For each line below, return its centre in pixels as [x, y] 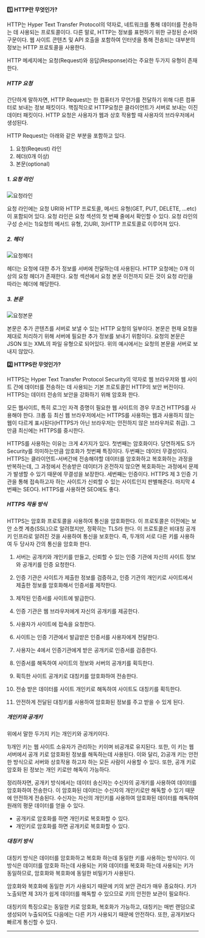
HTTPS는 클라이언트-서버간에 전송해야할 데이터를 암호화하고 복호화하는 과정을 [100, 458]
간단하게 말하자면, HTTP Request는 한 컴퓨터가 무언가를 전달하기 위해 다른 [96, 100]
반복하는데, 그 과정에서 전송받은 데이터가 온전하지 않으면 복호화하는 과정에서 [97, 466]
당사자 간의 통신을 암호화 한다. [55, 544]
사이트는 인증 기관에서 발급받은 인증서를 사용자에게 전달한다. [87, 637]
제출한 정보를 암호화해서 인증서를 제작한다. [66, 585]
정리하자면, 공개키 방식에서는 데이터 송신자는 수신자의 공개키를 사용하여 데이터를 [102, 782]
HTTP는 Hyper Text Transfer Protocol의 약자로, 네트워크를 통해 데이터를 [94, 24]
